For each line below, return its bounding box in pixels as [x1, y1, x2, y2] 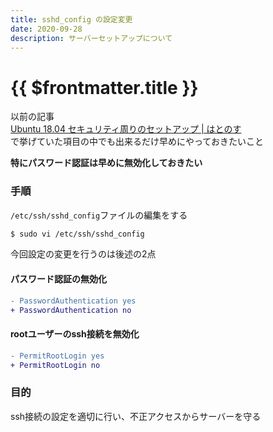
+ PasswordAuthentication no [10, 305, 132, 315]
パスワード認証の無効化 [10, 273, 107, 285]
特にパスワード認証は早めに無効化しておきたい [10, 157, 203, 169]
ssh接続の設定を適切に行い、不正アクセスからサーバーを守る [10, 410, 262, 422]
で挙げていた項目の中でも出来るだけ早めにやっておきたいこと [10, 136, 264, 148]
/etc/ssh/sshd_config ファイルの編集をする [10, 209, 188, 221]
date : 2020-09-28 [10, 24, 83, 34]
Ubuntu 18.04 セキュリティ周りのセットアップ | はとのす [10, 123, 242, 135]
